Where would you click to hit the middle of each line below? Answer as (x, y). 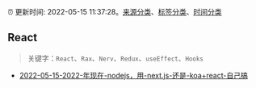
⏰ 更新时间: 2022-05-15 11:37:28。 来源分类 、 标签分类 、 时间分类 (115, 12)
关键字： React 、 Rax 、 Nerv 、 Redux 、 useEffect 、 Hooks (115, 58)
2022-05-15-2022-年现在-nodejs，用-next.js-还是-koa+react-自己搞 (133, 75)
